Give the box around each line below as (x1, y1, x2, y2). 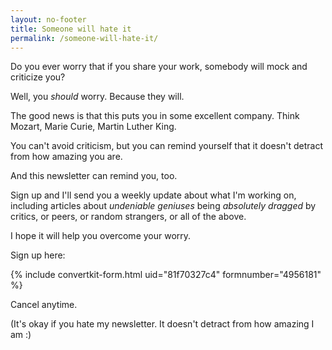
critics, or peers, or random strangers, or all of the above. (10, 211, 247, 223)
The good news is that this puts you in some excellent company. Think (10, 110, 300, 122)
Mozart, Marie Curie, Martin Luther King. (10, 121, 177, 133)
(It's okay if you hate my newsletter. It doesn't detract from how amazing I (10, 318, 315, 330)
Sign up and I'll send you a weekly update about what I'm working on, (10, 189, 297, 201)
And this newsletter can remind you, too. (10, 170, 178, 182)
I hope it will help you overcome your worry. (10, 230, 192, 242)
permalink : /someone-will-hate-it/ (10, 33, 159, 43)
